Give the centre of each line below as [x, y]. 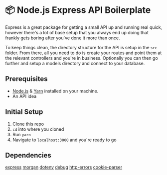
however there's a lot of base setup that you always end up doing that [77, 32]
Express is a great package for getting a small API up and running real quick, [84, 27]
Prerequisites [26, 79]
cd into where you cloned [38, 129]
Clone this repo [28, 124]
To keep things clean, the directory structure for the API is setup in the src [81, 47]
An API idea [24, 96]
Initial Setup [24, 112]
